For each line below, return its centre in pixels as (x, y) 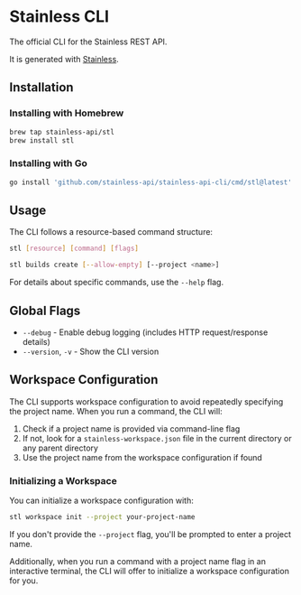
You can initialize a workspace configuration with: (101, 501)
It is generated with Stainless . (64, 59)
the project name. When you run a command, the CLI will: (116, 411)
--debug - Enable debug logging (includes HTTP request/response (145, 332)
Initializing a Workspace (63, 480)
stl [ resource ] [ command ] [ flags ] (74, 249)
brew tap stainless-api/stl (62, 132)
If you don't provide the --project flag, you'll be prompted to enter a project (150, 534)
